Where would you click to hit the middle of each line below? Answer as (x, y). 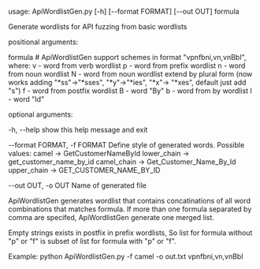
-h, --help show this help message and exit (78, 130)
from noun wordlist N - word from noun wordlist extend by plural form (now (130, 74)
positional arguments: (43, 42)
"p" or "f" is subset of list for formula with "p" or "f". (92, 241)
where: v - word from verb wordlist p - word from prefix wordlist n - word (127, 65)
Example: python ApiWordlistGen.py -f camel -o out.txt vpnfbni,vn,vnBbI (126, 256)
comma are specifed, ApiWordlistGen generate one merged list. (111, 217)
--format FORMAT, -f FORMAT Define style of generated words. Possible (126, 145)
